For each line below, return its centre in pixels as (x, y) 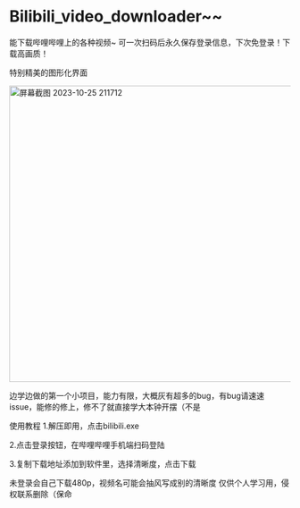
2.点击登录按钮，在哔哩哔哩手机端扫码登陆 (87, 444)
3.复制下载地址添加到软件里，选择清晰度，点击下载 (103, 463)
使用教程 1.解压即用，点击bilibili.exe (75, 426)
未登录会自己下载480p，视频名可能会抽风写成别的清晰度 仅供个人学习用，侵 (150, 483)
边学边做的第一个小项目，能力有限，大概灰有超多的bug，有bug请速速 (137, 395)
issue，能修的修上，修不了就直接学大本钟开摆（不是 (105, 406)
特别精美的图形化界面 (48, 72)
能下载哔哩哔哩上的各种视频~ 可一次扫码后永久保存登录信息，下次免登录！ (146, 42)
